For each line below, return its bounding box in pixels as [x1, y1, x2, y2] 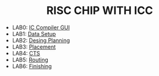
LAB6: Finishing [12, 62, 52, 70]
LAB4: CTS [12, 49, 40, 57]
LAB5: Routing [12, 56, 49, 63]
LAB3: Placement [12, 43, 56, 50]
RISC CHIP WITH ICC [46, 4, 153, 18]
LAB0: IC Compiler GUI [12, 24, 70, 31]
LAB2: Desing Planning [12, 36, 70, 44]
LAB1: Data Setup [12, 30, 56, 37]
